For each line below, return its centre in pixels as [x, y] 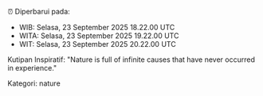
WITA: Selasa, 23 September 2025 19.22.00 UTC [99, 36]
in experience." [32, 68]
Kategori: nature [34, 83]
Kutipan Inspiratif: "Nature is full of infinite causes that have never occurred [131, 60]
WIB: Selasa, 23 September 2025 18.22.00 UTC [97, 27]
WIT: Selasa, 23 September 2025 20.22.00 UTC [97, 44]
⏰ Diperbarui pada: [39, 12]
